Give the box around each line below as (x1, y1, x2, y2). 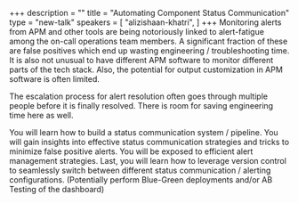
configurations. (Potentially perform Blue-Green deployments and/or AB (9, 175, 273, 185)
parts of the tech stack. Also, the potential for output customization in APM (9, 64, 283, 75)
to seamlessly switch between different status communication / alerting (9, 165, 271, 175)
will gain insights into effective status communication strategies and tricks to (9, 137, 290, 147)
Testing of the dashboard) (9, 184, 105, 194)
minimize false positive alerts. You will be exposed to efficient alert (9, 146, 254, 157)
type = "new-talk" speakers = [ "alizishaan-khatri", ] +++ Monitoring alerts (9, 17, 282, 28)
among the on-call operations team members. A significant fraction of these (9, 36, 288, 46)
